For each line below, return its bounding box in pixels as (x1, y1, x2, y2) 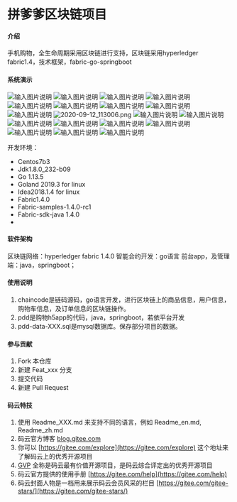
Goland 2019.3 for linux (17, 180, 86, 188)
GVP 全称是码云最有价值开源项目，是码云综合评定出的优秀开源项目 (17, 461, 213, 469)
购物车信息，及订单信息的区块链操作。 (17, 305, 130, 312)
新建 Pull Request (17, 383, 69, 392)
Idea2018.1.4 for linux (17, 187, 80, 196)
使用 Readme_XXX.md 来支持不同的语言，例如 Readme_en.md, (17, 418, 202, 427)
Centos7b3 (17, 157, 50, 165)
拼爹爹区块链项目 (7, 6, 108, 23)
